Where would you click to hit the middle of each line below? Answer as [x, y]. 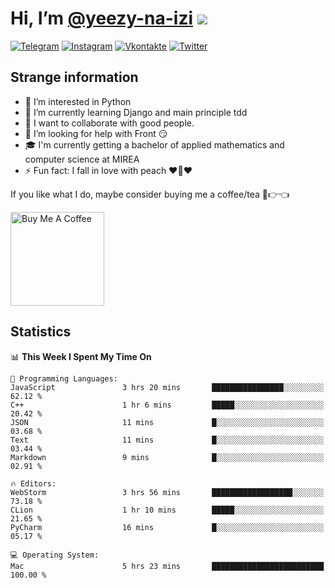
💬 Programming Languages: [64, 378]
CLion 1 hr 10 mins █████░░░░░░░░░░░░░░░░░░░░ [167, 510]
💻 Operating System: [55, 555]
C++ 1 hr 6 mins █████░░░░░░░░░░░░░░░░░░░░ [167, 405]
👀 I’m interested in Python [78, 101]
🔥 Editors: [33, 483]
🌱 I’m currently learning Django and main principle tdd [136, 112]
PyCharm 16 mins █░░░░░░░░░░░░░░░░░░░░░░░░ [167, 527]
